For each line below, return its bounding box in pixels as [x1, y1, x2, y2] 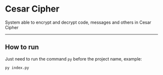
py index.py [5, 65, 29, 70]
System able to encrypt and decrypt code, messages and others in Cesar [5, 19, 151, 25]
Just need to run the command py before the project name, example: [5, 56, 142, 61]
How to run [5, 43, 39, 51]
